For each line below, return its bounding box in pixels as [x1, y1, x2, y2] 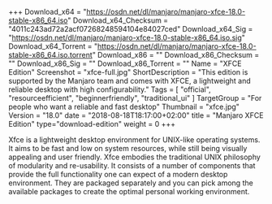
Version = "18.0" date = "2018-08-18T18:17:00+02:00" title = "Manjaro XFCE [8, 111, 264, 120]
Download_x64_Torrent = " [8, 41, 98, 51]
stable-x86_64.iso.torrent [8, 50, 93, 59]
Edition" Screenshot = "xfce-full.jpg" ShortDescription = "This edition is [8, 67, 248, 76]
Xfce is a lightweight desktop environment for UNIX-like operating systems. [8, 135, 261, 145]
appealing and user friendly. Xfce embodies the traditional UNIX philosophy [8, 152, 261, 162]
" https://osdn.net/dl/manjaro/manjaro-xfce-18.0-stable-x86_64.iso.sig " [8, 33, 246, 42]
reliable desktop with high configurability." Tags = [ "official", [8, 85, 211, 94]
